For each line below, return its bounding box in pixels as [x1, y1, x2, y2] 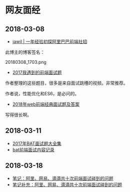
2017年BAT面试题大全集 [12, 140, 61, 146]
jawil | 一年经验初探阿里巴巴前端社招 [12, 38, 87, 44]
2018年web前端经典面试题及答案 [12, 101, 80, 107]
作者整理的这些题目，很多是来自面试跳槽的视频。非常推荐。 [5, 80, 128, 86]
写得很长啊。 [5, 112, 31, 118]
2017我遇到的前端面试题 [12, 69, 62, 75]
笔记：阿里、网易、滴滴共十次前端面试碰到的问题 [12, 175, 113, 181]
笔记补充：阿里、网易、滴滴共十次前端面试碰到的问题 [12, 182, 122, 188]
